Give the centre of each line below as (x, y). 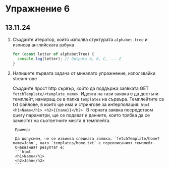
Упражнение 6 (38, 9)
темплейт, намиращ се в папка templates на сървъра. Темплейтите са (88, 99)
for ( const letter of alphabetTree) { (53, 54)
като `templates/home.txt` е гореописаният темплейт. (97, 143)
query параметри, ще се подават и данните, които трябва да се (81, 115)
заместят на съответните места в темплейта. (62, 120)
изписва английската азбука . (44, 45)
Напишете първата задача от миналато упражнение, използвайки (84, 73)
